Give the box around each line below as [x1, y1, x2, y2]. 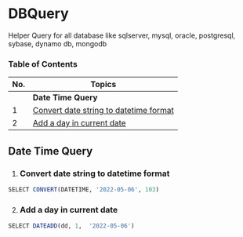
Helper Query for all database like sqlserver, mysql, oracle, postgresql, [8, 31, 236, 40]
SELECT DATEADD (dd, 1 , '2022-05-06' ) [8, 222, 135, 230]
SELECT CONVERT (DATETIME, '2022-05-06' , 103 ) [8, 185, 159, 193]
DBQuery [8, 5, 69, 23]
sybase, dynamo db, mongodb [8, 38, 107, 48]
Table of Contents [8, 58, 78, 69]
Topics [90, 79, 117, 90]
